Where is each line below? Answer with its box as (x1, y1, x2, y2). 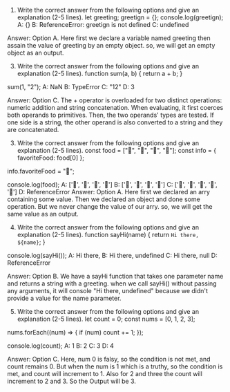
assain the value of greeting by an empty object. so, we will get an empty (7, 41, 215, 49)
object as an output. (7, 48, 64, 57)
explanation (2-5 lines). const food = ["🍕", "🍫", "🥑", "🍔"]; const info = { (17, 147, 216, 154)
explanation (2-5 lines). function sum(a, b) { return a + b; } (17, 69, 183, 77)
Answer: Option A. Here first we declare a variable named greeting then (7, 34, 211, 42)
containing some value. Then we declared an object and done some (7, 195, 200, 203)
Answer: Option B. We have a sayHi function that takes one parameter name (7, 272, 224, 280)
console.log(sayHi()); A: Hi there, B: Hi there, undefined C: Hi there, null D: (7, 252, 218, 259)
